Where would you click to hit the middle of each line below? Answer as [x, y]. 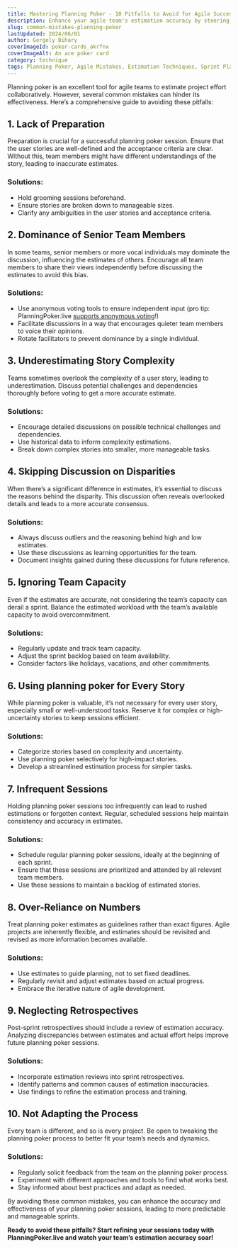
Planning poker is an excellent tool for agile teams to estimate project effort [117, 86]
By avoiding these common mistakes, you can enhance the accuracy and [114, 1201]
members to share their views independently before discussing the [105, 267]
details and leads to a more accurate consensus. [78, 503]
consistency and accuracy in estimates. [65, 821]
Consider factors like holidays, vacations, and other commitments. [114, 663]
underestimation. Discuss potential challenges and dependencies [103, 385]
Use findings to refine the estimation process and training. [102, 1092]
